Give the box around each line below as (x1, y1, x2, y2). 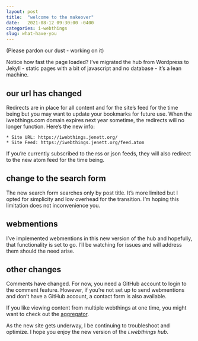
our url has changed (6, 88, 82, 98)
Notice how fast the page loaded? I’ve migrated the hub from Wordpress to (6, 59, 190, 66)
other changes (6, 264, 61, 275)
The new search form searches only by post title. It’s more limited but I (6, 189, 178, 196)
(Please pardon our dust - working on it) (6, 47, 104, 54)
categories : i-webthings (6, 25, 68, 31)
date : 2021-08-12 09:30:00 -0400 (6, 20, 94, 26)
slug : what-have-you (6, 31, 58, 37)
